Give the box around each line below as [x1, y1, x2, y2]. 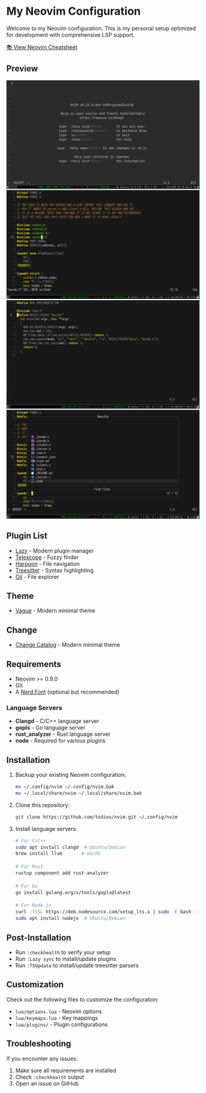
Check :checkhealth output [15, 1073, 85, 1081]
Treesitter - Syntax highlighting [15, 566, 94, 574]
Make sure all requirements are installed [15, 1067, 116, 1074]
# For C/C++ [15, 838, 46, 844]
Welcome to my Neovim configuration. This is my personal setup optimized [6, 25, 196, 32]
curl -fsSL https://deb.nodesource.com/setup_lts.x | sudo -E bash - [15, 909, 197, 915]
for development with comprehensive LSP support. [6, 31, 135, 38]
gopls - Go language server [15, 724, 86, 732]
